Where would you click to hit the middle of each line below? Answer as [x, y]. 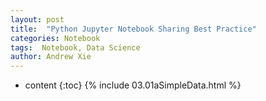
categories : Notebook [55, 38]
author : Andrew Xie [51, 57]
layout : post [37, 19]
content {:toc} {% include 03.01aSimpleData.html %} [133, 85]
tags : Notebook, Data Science [75, 47]
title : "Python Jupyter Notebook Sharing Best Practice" [133, 29]
